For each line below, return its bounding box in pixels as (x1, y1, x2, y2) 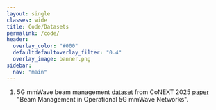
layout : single (6, 10, 51, 17)
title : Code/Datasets (6, 23, 69, 30)
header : (6, 36, 29, 43)
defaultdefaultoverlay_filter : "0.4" (13, 49, 122, 56)
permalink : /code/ (6, 29, 60, 37)
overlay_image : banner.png (13, 56, 91, 63)
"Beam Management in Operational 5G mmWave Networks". (16, 95, 189, 103)
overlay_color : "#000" (13, 42, 78, 49)
